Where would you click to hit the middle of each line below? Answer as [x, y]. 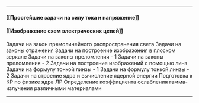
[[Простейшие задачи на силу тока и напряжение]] [73, 17]
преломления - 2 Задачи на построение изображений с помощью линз [97, 63]
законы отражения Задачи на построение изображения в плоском [91, 50]
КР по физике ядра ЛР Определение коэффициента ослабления [87, 82]
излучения [20, 88]
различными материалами [68, 88]
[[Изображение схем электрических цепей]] [65, 31]
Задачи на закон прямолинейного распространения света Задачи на [94, 44]
